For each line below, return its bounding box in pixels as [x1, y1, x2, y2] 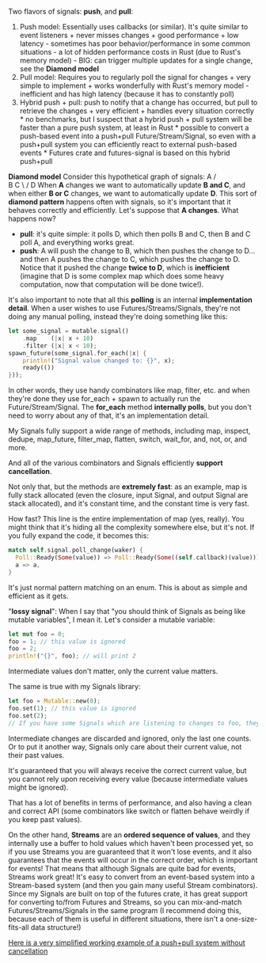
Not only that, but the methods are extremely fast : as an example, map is [8, 482, 248, 491]
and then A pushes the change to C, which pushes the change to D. [19, 255, 240, 263]
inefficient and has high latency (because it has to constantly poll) [19, 89, 235, 98]
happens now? [8, 214, 57, 223]
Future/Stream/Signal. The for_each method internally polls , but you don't [8, 403, 252, 412]
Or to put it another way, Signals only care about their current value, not [8, 741, 242, 751]
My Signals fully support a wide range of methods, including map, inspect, [8, 427, 251, 436]
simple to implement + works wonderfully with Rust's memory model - [19, 81, 249, 90]
